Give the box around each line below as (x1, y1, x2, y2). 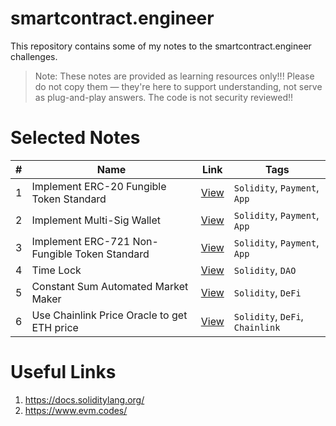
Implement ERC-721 (31, 234, 131, 248)
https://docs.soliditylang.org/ (24, 393, 145, 406)
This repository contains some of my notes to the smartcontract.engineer (10, 40, 312, 52)
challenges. (10, 50, 58, 62)
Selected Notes (10, 127, 141, 149)
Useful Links (10, 361, 117, 384)
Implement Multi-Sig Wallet (31, 213, 162, 227)
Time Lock (31, 263, 82, 277)
